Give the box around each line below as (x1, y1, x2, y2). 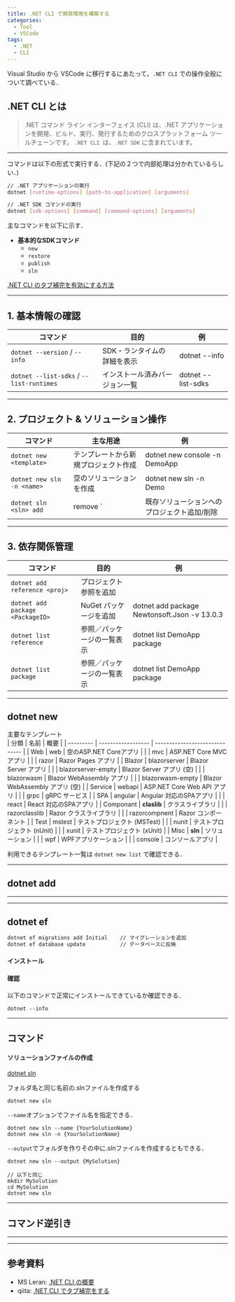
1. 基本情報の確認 (7, 309, 81, 322)
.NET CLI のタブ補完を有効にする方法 (7, 281, 114, 289)
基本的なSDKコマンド (17, 236, 80, 245)
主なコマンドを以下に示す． (7, 221, 87, 230)
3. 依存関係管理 (7, 540, 73, 553)
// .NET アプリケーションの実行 (7, 182, 90, 189)
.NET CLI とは (7, 101, 67, 113)
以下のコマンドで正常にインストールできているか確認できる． (7, 991, 185, 1000)
